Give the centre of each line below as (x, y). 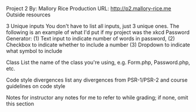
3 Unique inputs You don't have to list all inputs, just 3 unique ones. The (93, 26)
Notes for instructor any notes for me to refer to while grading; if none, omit (97, 97)
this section (20, 104)
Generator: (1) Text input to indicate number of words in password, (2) (90, 38)
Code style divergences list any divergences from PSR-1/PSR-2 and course (97, 80)
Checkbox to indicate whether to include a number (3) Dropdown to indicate (98, 45)
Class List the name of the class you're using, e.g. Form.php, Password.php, (98, 62)
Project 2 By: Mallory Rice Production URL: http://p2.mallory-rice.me (89, 9)
